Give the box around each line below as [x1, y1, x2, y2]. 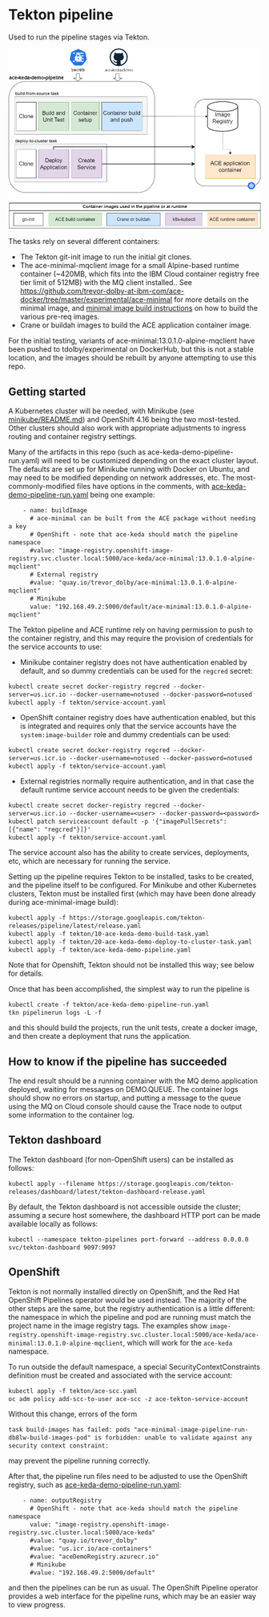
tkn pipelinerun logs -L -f [8, 1009, 102, 1017]
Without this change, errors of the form [8, 1409, 138, 1419]
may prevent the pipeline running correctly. [8, 1456, 151, 1465]
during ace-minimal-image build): [8, 898, 118, 907]
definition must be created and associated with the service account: [8, 1371, 233, 1380]
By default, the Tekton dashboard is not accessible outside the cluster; [8, 1202, 242, 1212]
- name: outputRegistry [22, 1496, 102, 1505]
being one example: [90, 490, 155, 499]
